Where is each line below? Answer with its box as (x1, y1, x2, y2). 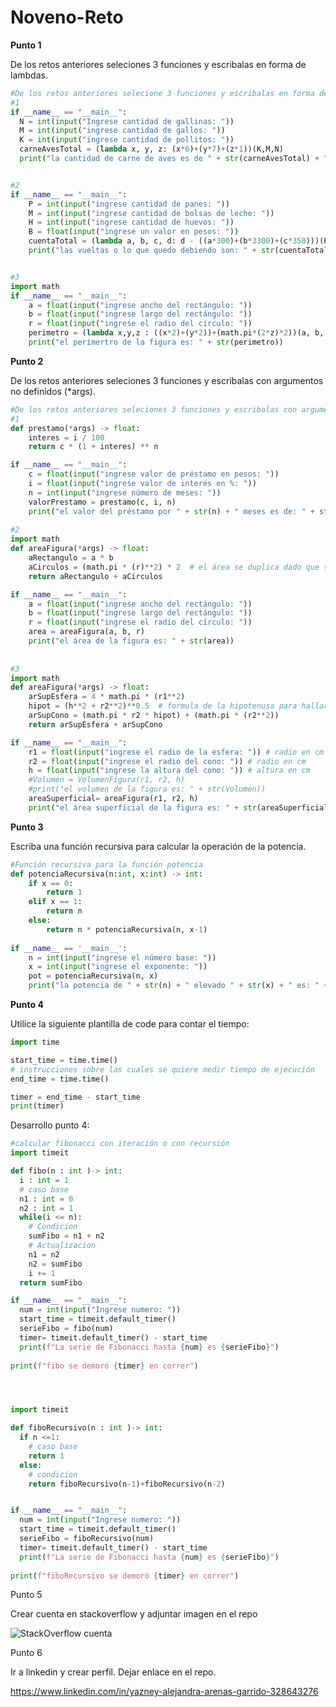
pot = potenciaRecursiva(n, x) (28, 971, 159, 981)
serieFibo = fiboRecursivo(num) (19, 1534, 155, 1544)
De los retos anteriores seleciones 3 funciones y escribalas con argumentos (10, 374, 324, 386)
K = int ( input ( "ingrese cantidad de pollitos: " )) (19, 135, 235, 145)
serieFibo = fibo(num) (19, 1324, 114, 1334)
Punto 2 (10, 355, 44, 367)
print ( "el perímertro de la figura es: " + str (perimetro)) (28, 337, 284, 348)
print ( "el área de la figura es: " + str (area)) (28, 636, 235, 646)
